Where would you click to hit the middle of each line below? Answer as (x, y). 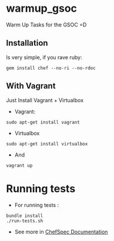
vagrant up (19, 165)
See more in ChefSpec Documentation (61, 232)
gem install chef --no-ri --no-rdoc (51, 68)
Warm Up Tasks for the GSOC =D (46, 25)
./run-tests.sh (25, 221)
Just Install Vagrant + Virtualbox (45, 100)
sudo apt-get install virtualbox (47, 144)
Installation (27, 43)
